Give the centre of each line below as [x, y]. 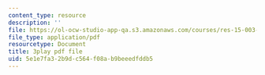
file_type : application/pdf [54, 37]
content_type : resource [47, 15]
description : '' [35, 23]
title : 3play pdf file [45, 52]
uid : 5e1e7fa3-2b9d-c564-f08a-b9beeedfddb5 [81, 59]
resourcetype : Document [47, 45]
